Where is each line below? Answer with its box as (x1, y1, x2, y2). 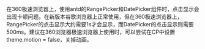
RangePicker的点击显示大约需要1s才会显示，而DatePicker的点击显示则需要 (6, 21, 194, 28)
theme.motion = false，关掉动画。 (6, 36, 92, 43)
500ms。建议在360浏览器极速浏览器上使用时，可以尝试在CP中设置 (6, 28, 176, 36)
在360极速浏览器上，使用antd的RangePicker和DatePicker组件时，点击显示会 (6, 6, 199, 12)
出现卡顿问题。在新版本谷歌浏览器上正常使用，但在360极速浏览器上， (6, 13, 183, 20)
